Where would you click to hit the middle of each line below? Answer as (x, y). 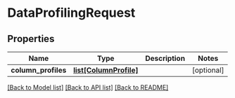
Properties (31, 39)
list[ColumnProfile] (106, 70)
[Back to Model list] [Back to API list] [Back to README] (88, 87)
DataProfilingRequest (71, 13)
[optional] (208, 70)
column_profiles (39, 70)
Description (165, 58)
